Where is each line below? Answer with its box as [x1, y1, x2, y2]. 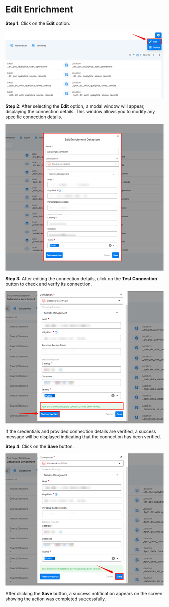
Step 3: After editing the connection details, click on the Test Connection [5, 275, 157, 281]
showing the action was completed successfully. [5, 596, 106, 602]
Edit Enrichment [5, 4, 74, 15]
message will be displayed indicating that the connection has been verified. [5, 433, 161, 440]
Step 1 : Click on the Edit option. [5, 20, 70, 26]
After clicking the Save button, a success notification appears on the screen [5, 591, 163, 597]
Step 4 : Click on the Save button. [5, 443, 74, 449]
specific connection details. [5, 114, 63, 120]
